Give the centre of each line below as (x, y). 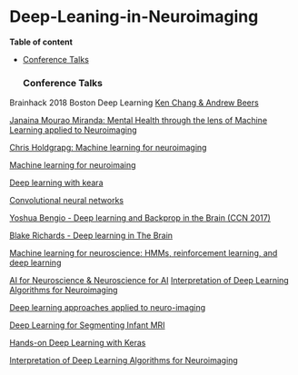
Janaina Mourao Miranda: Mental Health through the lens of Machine (139, 121)
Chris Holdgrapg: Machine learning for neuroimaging (108, 148)
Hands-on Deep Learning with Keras (78, 343)
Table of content (41, 42)
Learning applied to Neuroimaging (74, 130)
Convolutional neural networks (67, 201)
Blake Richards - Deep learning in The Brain (91, 236)
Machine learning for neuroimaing (73, 165)
